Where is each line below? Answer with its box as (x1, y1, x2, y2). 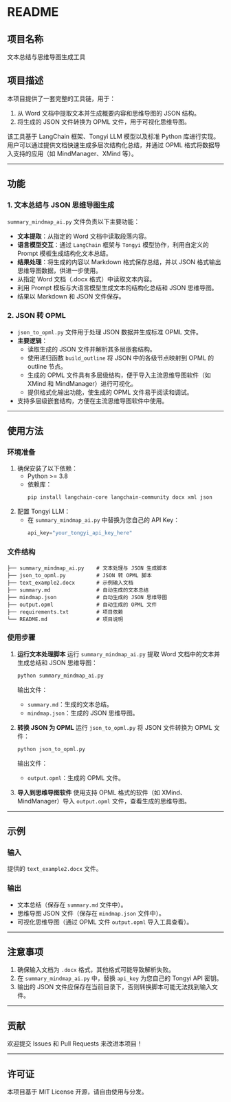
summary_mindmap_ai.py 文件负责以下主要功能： (7, 217, 140, 226)
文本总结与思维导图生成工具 (7, 53, 86, 61)
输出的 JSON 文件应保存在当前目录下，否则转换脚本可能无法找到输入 (16, 983, 212, 991)
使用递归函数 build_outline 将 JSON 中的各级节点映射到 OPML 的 (27, 354, 214, 362)
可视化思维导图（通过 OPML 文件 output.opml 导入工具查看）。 (16, 918, 193, 926)
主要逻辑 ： (16, 336, 48, 345)
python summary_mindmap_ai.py (16, 672, 104, 679)
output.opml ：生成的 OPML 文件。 (27, 773, 125, 781)
